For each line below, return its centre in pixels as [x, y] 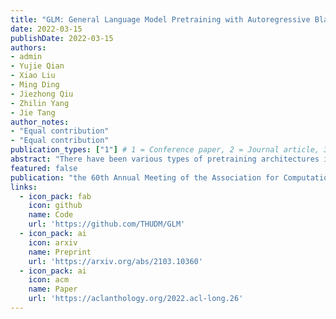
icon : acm [49, 280]
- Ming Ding [35, 85]
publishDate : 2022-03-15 [62, 38]
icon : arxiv [53, 242]
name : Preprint [60, 252]
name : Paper [53, 289]
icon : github [55, 206]
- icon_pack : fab [55, 196]
